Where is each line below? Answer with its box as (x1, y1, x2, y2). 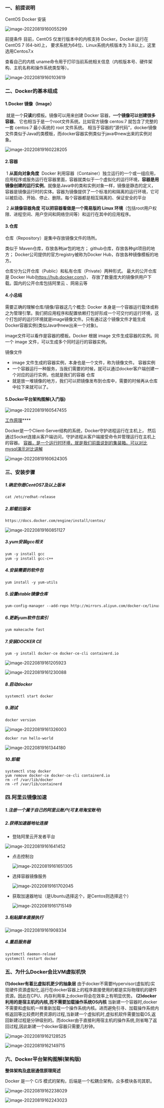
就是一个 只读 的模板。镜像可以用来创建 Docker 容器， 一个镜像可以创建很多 (6, 112, 156, 118)
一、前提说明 (5, 4, 36, 11)
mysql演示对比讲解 (5, 446, 43, 452)
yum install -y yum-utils (5, 580, 58, 585)
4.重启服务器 (5, 939, 31, 945)
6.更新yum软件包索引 (5, 614, 49, 621)
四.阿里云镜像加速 (5, 794, 47, 801)
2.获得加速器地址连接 (5, 820, 48, 826)
